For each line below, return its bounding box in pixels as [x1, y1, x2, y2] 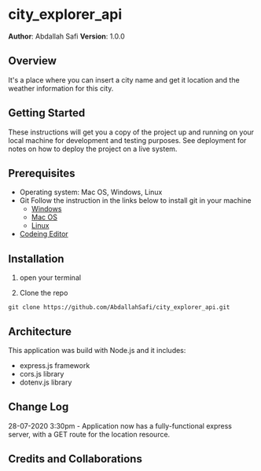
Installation [8, 252, 64, 265]
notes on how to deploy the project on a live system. [8, 144, 178, 153]
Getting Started [8, 106, 86, 120]
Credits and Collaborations [8, 452, 143, 465]
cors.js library [19, 370, 64, 378]
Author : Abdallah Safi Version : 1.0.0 [8, 31, 126, 41]
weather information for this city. [8, 83, 114, 93]
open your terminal [19, 273, 81, 282]
